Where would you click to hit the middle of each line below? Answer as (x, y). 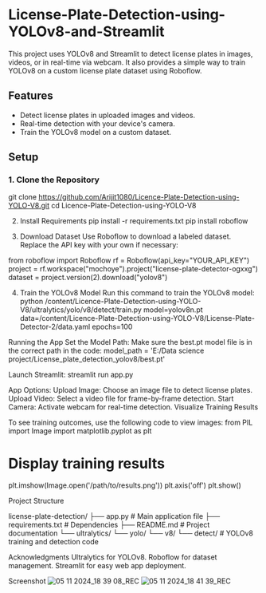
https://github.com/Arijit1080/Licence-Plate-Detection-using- (139, 197)
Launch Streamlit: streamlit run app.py (71, 375)
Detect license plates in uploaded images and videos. (108, 115)
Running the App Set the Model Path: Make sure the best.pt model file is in (130, 342)
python (31, 302)
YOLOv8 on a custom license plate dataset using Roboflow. (105, 70)
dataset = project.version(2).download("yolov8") (88, 278)
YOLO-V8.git (29, 206)
